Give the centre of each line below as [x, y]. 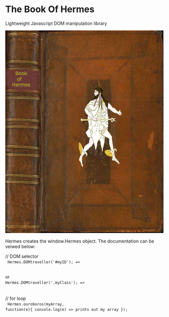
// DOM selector [22, 256]
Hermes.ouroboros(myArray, [36, 304]
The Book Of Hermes [50, 9]
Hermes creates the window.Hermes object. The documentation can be [80, 241]
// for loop [16, 298]
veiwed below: [20, 246]
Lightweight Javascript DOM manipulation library [56, 23]
